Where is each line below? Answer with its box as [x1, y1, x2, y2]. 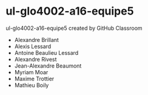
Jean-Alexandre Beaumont [14, 62, 82, 69]
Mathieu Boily [14, 81, 49, 89]
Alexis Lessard [14, 43, 52, 50]
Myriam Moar [14, 68, 49, 76]
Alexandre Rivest [14, 55, 57, 63]
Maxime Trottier [14, 75, 55, 82]
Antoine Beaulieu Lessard [14, 49, 79, 56]
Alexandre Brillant [14, 36, 59, 43]
